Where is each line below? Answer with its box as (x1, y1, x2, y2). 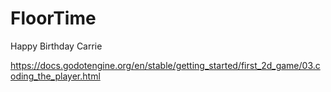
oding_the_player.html (10, 70, 101, 82)
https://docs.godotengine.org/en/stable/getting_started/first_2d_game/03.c (10, 59, 321, 71)
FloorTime (10, 7, 97, 30)
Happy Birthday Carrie (10, 40, 103, 52)
